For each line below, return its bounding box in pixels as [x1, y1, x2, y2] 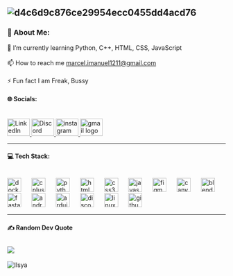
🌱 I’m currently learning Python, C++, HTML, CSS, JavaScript [7, 43, 182, 52]
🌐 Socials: [7, 95, 37, 103]
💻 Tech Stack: [7, 152, 51, 160]
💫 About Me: [7, 28, 50, 37]
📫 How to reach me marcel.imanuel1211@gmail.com [7, 58, 157, 67]
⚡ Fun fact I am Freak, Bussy [7, 76, 89, 85]
